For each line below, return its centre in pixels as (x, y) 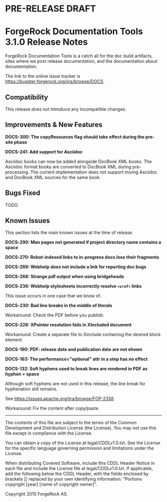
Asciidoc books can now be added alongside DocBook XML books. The (79, 161)
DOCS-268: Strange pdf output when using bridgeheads (65, 277)
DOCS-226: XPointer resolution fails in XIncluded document (68, 325)
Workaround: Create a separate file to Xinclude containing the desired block (83, 335)
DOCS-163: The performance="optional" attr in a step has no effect (77, 359)
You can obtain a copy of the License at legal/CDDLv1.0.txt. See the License (83, 443)
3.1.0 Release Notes (46, 42)
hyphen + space (22, 374)
